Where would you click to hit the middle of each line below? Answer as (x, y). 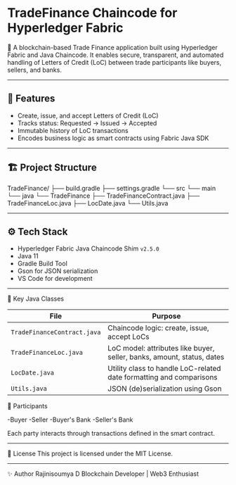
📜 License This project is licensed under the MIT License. (90, 454)
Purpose (166, 316)
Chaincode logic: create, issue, (158, 328)
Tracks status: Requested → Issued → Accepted (87, 123)
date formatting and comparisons (163, 377)
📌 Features (31, 99)
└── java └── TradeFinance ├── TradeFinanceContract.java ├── (104, 196)
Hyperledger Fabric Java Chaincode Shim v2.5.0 (88, 248)
